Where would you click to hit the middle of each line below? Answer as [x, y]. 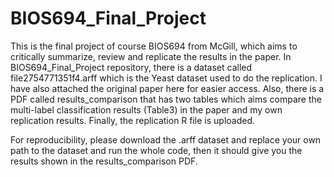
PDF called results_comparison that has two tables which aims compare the [166, 99]
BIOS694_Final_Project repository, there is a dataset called [131, 67]
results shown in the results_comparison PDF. [104, 161]
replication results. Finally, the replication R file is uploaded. [133, 120]
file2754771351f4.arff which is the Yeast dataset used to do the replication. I [166, 78]
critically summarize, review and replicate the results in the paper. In [151, 56]
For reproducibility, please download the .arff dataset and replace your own [166, 139]
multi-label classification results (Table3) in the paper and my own [146, 109]
